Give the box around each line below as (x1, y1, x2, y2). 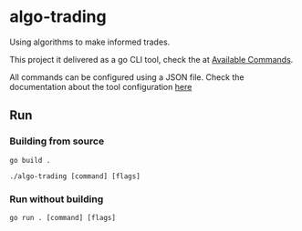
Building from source (9, 135, 105, 147)
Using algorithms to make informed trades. (9, 36, 171, 47)
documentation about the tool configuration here (9, 81, 193, 92)
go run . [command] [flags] (9, 213, 117, 222)
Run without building (9, 193, 104, 206)
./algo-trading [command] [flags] (9, 171, 141, 181)
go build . (9, 156, 51, 165)
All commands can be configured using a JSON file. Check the (9, 71, 245, 83)
